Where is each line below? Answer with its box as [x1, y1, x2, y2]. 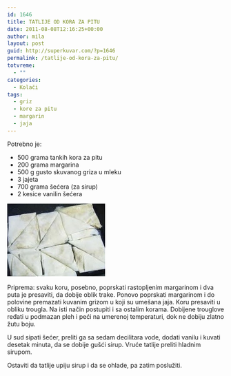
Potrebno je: [7, 140, 42, 148]
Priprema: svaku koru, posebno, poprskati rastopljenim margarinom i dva [7, 283, 214, 291]
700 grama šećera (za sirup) [17, 182, 99, 191]
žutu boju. [7, 320, 36, 328]
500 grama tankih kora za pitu [17, 153, 103, 161]
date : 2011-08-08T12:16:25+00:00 [7, 25, 103, 32]
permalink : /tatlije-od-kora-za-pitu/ [7, 55, 119, 62]
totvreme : [7, 62, 36, 69]
